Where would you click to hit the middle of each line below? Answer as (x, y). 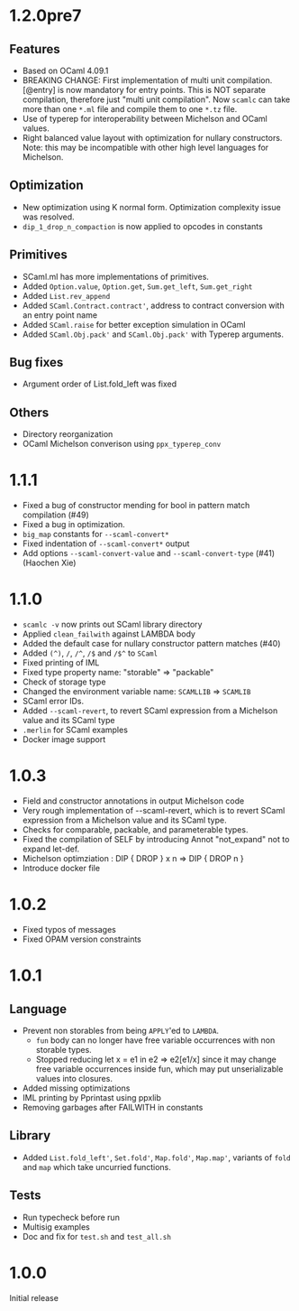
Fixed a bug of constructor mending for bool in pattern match (136, 506)
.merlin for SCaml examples (75, 730)
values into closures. (74, 1079)
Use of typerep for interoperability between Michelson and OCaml (145, 119)
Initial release (34, 1297)
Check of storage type (64, 682)
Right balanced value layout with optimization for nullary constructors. (152, 138)
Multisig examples (56, 1227)
